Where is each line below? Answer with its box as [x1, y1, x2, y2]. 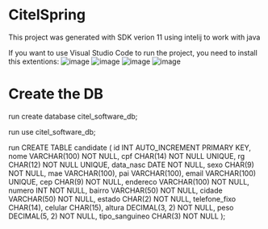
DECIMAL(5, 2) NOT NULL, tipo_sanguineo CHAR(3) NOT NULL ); [8, 211, 226, 221]
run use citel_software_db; [8, 127, 96, 136]
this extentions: [8, 56, 60, 66]
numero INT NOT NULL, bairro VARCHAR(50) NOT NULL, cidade [8, 185, 224, 195]
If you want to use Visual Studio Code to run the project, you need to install [8, 48, 258, 57]
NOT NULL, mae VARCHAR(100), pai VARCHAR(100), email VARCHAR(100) [8, 168, 257, 178]
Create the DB [8, 85, 103, 103]
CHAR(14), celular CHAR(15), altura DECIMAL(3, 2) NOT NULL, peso [8, 202, 234, 212]
